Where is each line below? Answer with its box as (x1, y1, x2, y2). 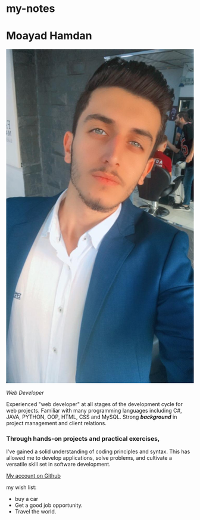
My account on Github (6, 472, 61, 479)
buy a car (14, 496, 39, 503)
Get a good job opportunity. (14, 502, 83, 509)
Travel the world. (14, 508, 57, 515)
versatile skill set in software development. (6, 461, 111, 468)
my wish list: (6, 484, 37, 491)
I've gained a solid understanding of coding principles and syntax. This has (6, 448, 190, 455)
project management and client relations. (6, 420, 107, 427)
